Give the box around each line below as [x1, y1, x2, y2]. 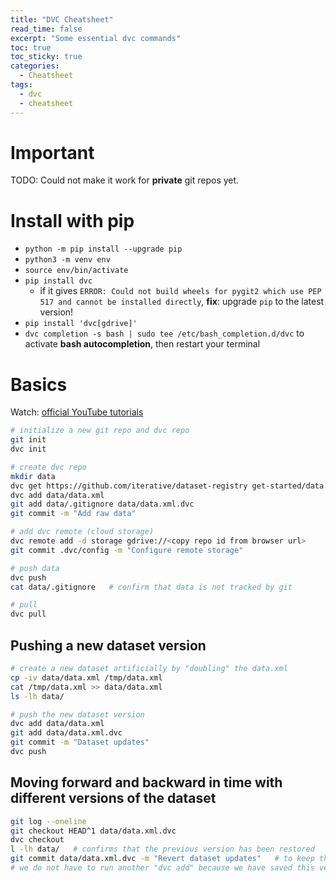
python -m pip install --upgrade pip [24, 244, 183, 255]
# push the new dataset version [10, 709, 145, 720]
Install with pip [10, 209, 135, 232]
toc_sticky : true [10, 52, 83, 62]
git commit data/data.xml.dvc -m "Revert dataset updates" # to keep [10, 854, 315, 864]
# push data [10, 563, 60, 573]
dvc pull [10, 609, 47, 620]
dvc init [10, 444, 47, 455]
